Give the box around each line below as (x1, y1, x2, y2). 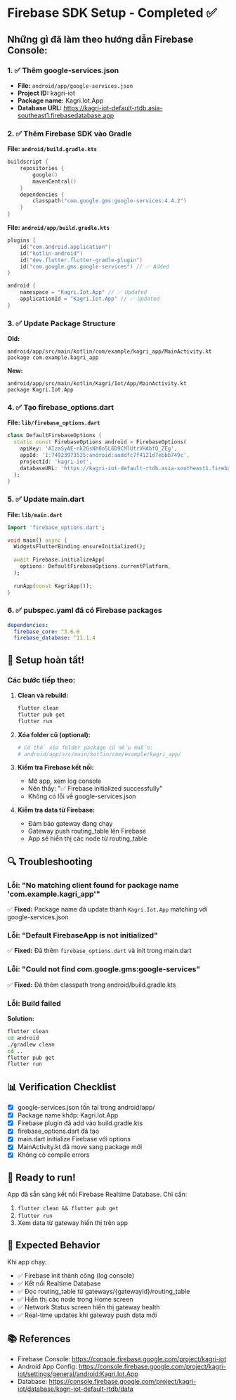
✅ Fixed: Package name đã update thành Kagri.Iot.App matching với (7, 905, 208, 914)
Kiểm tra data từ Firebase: (17, 806, 96, 815)
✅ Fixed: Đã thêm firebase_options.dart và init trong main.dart (7, 947, 192, 955)
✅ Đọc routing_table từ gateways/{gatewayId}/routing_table (17, 1288, 190, 1296)
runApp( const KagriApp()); (13, 582, 93, 590)
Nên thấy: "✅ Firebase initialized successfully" (27, 784, 163, 793)
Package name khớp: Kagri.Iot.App (17, 1111, 119, 1120)
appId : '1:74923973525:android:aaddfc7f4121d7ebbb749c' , (20, 452, 190, 459)
